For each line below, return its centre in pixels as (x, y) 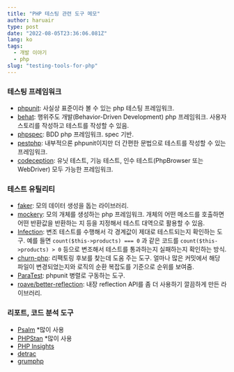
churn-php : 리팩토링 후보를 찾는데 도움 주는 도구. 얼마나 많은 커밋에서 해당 (119, 258)
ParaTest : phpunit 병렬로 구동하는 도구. (71, 276)
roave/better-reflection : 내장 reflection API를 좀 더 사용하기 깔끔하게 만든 (118, 285)
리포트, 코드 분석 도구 (41, 313)
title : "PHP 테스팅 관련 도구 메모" (54, 14)
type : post (23, 27)
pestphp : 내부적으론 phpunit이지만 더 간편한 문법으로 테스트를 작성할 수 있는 (122, 143)
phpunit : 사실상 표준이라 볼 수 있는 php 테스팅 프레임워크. (96, 108)
